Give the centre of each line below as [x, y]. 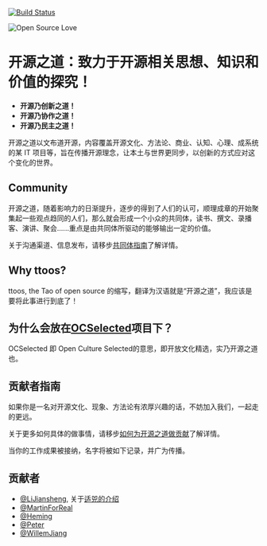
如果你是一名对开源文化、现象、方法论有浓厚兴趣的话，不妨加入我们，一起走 [133, 407]
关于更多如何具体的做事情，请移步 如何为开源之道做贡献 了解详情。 [116, 434]
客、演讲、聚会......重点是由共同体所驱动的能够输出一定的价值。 [112, 228]
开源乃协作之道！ [48, 115]
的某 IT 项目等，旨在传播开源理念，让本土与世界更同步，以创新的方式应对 [128, 152]
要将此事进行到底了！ [43, 300]
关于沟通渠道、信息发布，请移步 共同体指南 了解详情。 [95, 245]
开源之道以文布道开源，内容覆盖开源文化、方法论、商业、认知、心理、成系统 [133, 142]
